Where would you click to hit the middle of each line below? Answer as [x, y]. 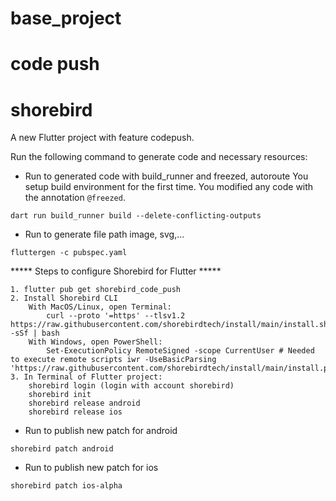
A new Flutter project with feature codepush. [102, 138]
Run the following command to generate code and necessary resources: [159, 157]
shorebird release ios [75, 412]
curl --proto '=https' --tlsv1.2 [116, 316]
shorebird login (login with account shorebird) [131, 386]
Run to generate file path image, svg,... [104, 234]
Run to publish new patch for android [101, 431]
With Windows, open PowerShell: [95, 342]
